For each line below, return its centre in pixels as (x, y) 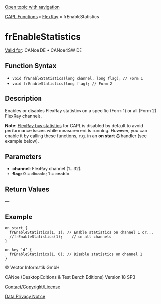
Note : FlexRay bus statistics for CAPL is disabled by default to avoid (74, 125)
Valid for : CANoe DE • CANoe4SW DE (44, 50)
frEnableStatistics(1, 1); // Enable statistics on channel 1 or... (81, 232)
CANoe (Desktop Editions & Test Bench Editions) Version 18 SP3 (70, 277)
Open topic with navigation (33, 7)
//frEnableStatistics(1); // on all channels (60, 237)
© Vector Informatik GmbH (32, 267)
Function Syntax (31, 66)
